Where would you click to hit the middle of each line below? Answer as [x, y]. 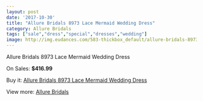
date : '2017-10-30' [31, 17]
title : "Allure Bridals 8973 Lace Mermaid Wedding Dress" [81, 23]
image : [14, 40]
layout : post [23, 12]
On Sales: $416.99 [30, 69]
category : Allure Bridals [39, 29]
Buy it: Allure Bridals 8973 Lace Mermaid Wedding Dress [77, 80]
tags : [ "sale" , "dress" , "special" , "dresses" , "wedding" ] [77, 34]
